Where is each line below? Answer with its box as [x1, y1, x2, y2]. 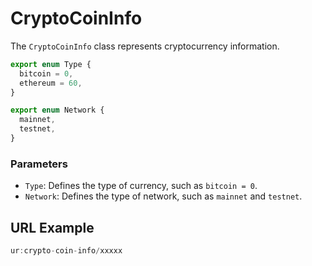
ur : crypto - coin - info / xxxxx [10, 246, 123, 256]
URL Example [10, 219, 95, 236]
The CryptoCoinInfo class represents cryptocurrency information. [10, 40, 280, 52]
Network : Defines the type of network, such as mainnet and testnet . [24, 190, 303, 202]
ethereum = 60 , [19, 78, 83, 88]
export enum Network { [10, 105, 105, 116]
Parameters [10, 157, 68, 171]
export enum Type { [10, 59, 92, 69]
